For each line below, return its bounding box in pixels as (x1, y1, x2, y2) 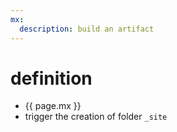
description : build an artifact (19, 24, 155, 34)
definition (10, 67, 93, 90)
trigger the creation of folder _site (24, 111, 168, 123)
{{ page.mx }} (24, 100, 82, 112)
